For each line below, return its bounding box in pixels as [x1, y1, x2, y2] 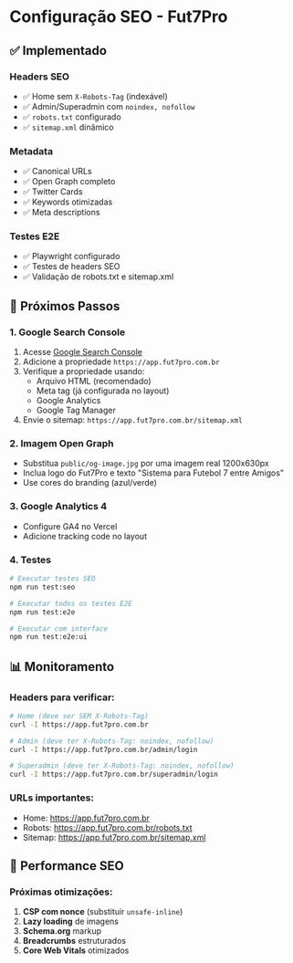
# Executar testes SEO [9, 574, 96, 583]
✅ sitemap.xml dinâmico [22, 121, 114, 132]
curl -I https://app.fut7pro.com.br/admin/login [9, 745, 198, 754]
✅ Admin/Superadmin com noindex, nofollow [22, 100, 195, 111]
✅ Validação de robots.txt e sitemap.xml [22, 271, 174, 282]
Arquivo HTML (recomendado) [36, 376, 152, 387]
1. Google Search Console [9, 326, 126, 339]
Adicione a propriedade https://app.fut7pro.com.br [22, 356, 221, 367]
